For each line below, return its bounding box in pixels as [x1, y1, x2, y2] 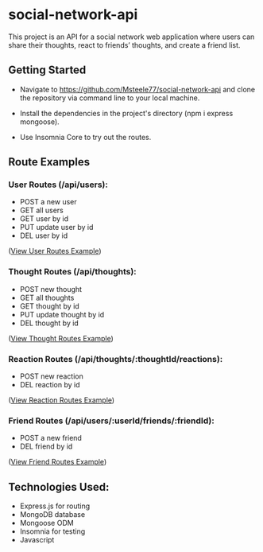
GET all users [19, 205, 64, 216]
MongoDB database [19, 510, 86, 519]
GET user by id [19, 214, 69, 224]
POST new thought [19, 284, 82, 293]
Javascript [19, 535, 55, 545]
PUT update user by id [19, 223, 94, 232]
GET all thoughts [19, 293, 75, 302]
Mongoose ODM [19, 519, 74, 528]
